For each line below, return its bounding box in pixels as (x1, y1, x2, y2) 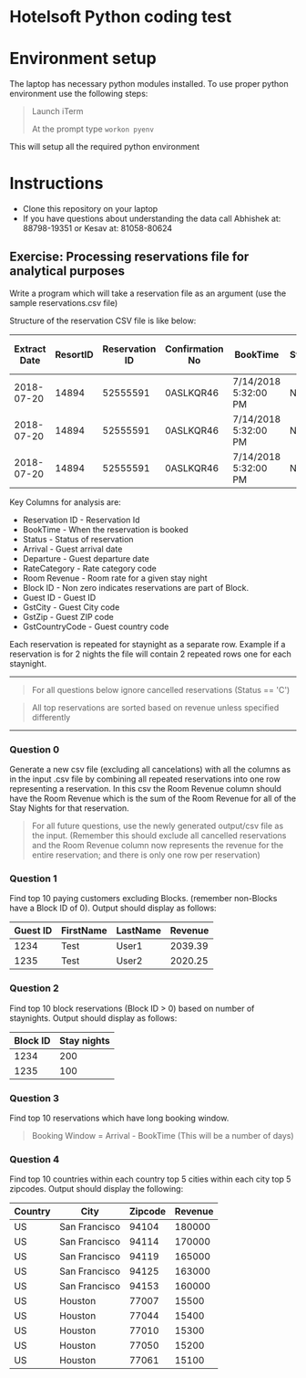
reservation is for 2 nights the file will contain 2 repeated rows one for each (9, 648, 291, 659)
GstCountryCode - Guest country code (22, 621, 169, 632)
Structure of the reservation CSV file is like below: (9, 315, 197, 326)
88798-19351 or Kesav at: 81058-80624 (22, 223, 173, 234)
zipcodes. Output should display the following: (9, 1183, 184, 1194)
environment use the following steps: (9, 89, 148, 100)
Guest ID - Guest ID (22, 592, 97, 603)
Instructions (9, 174, 104, 194)
